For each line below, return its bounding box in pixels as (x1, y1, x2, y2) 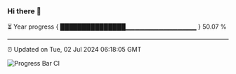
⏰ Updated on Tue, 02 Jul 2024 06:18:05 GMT (7, 45, 142, 54)
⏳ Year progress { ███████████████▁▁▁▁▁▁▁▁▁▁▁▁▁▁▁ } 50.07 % (7, 22, 227, 31)
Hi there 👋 (7, 6, 42, 16)
